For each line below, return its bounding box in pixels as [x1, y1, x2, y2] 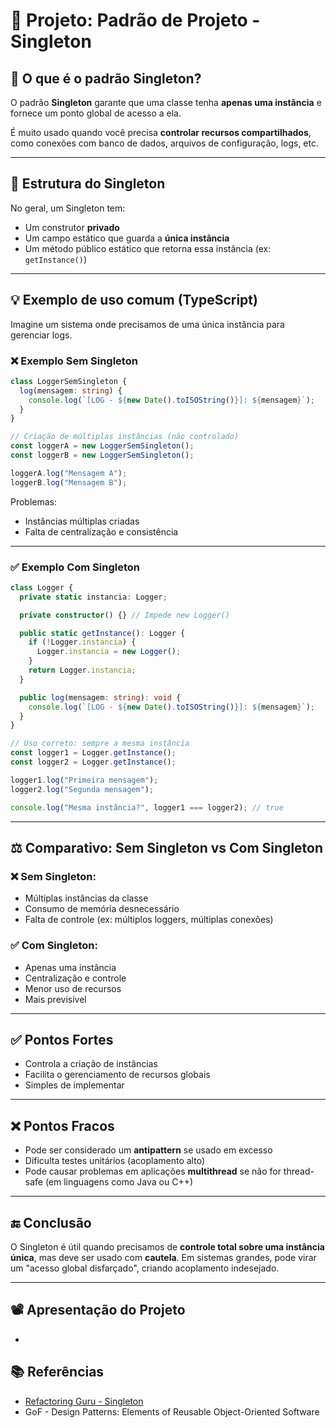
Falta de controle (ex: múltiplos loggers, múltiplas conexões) [24, 914, 274, 926]
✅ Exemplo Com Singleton [10, 560, 140, 574]
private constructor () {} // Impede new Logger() [19, 610, 230, 620]
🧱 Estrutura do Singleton [10, 175, 166, 193]
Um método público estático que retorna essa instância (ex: [24, 242, 272, 254]
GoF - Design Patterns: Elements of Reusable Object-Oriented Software [24, 1405, 320, 1418]
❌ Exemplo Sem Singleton [10, 354, 138, 368]
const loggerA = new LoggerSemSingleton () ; [10, 441, 195, 451]
